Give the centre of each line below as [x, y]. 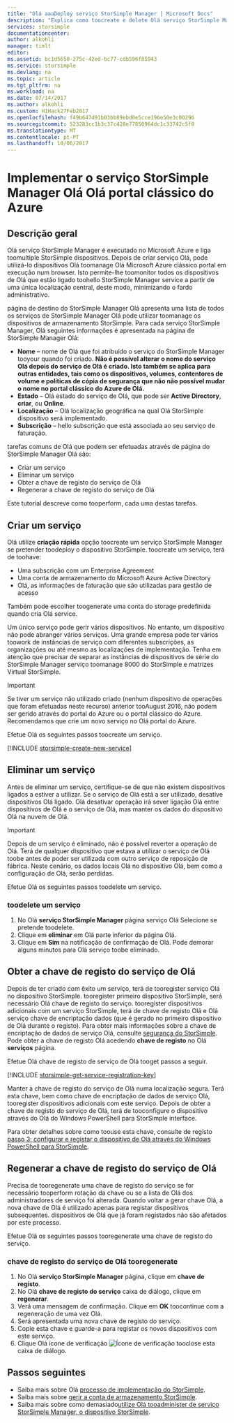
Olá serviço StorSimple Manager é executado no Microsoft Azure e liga [109, 250]
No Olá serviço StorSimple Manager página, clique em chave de [111, 1276]
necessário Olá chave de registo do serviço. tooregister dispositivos [105, 1003]
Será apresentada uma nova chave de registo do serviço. [99, 1321]
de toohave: [24, 556]
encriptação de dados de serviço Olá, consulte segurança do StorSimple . [112, 1033]
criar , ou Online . [41, 404]
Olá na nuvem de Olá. [38, 816]
